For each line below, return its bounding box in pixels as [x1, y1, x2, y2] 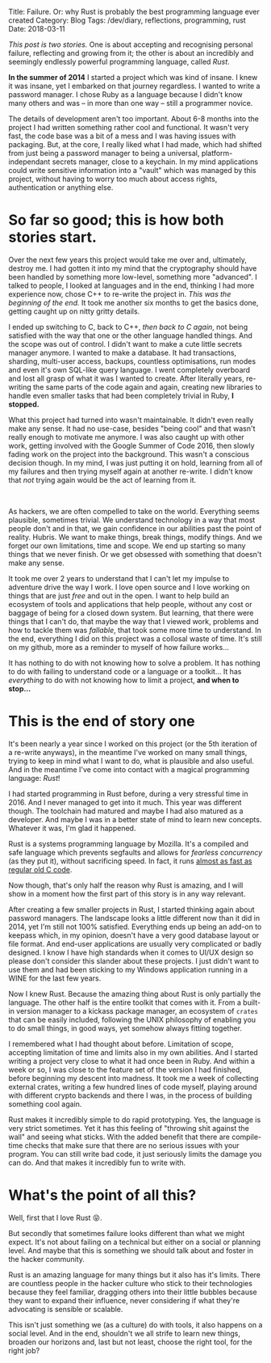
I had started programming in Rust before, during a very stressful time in [8, 788, 248, 799]
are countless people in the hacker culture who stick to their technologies [8, 1278, 252, 1288]
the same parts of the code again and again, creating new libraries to [33, 382, 262, 391]
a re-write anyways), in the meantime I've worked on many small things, [8, 747, 248, 757]
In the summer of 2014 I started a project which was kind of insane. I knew [8, 73, 258, 82]
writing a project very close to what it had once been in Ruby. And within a [8, 1056, 256, 1066]
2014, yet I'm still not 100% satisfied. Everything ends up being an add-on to [8, 922, 262, 931]
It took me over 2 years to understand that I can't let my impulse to [8, 573, 230, 583]
